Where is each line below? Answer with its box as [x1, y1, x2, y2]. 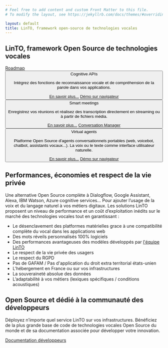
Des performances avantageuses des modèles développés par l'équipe [12, 239, 160, 245]
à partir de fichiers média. [60, 114, 107, 119]
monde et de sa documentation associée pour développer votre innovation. [5, 328, 160, 334]
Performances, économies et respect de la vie [5, 171, 151, 180]
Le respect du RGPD [12, 255, 54, 261]
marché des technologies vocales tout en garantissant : [5, 213, 119, 219]
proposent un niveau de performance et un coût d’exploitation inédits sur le [5, 208, 160, 214]
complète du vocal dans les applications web [12, 228, 105, 234]
